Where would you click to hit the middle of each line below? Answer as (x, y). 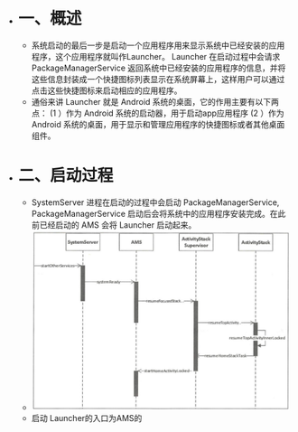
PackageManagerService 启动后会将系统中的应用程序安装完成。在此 (158, 213)
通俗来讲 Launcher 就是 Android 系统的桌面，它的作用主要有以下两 (155, 101)
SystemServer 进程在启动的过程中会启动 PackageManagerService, (155, 202)
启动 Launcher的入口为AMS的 (87, 418)
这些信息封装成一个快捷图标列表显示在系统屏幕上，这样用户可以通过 (158, 79)
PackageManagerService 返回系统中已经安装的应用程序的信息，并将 (158, 68)
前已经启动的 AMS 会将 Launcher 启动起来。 (114, 225)
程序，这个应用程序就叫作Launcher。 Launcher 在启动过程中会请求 (156, 56)
